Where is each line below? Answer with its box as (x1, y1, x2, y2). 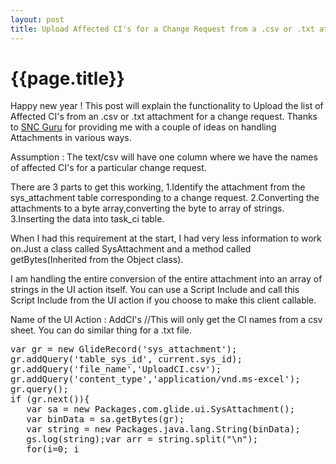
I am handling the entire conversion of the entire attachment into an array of (10, 273, 323, 285)
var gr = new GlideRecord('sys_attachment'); (10, 344, 238, 355)
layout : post (10, 14, 65, 25)
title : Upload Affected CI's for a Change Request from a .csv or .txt (10, 24, 315, 34)
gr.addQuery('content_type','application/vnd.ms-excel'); (10, 374, 301, 385)
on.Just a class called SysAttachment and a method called (10, 243, 252, 255)
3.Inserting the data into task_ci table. (10, 213, 165, 225)
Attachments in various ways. (10, 132, 132, 144)
